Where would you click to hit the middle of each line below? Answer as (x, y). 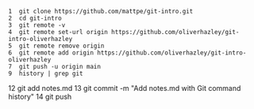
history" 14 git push (40, 96)
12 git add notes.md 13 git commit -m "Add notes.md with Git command (125, 88)
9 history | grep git (46, 73)
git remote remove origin (62, 46)
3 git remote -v (37, 25)
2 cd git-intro (35, 18)
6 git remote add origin (51, 53)
